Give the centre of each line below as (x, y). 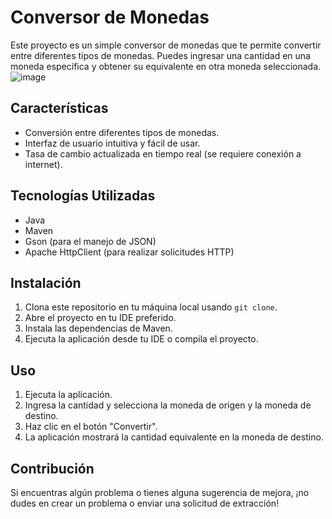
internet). (43, 164)
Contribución (52, 468)
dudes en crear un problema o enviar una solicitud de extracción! (145, 503)
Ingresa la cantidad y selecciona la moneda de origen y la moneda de (168, 405)
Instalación (46, 282)
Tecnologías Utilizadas (83, 196)
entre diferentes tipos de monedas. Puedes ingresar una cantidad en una (160, 55)
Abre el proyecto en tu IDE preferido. (100, 318)
